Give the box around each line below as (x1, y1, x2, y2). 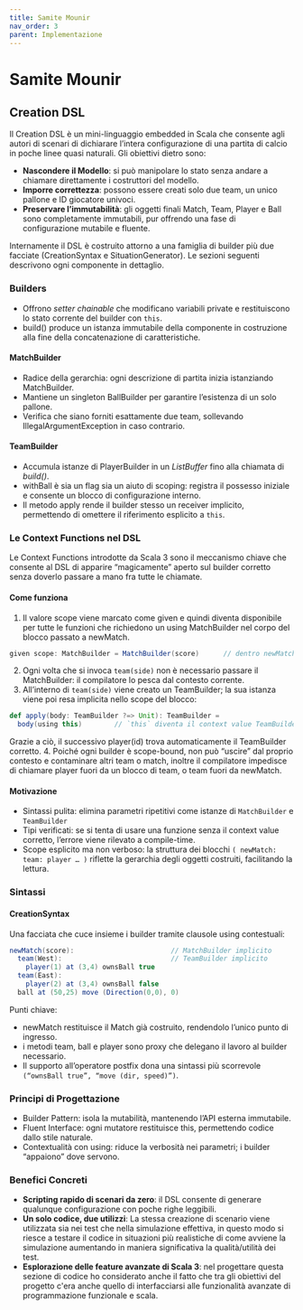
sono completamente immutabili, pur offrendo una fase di (22, 213, 236, 224)
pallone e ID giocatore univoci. (22, 194, 136, 205)
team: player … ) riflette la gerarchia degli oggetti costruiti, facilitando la (22, 854, 293, 865)
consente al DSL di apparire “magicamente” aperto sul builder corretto (9, 562, 271, 573)
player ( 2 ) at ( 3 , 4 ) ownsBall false (25, 979, 160, 989)
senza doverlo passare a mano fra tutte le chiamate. (9, 571, 203, 583)
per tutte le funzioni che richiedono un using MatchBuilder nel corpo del (22, 622, 290, 632)
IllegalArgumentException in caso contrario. (22, 420, 186, 431)
